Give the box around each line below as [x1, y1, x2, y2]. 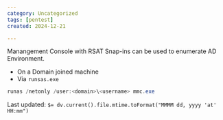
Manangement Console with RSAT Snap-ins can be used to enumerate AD [7, 47, 217, 55]
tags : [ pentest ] [7, 16, 54, 23]
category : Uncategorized [7, 10, 78, 17]
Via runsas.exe [16, 75, 60, 83]
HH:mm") [7, 108, 30, 115]
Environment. [7, 55, 45, 63]
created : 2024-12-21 [7, 22, 67, 29]
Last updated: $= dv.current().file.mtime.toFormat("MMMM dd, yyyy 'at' [7, 100, 217, 109]
